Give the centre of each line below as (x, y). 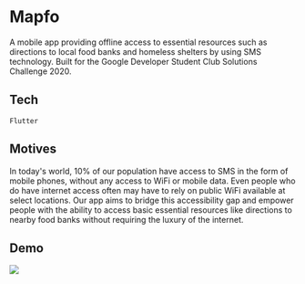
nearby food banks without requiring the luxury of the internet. (127, 219)
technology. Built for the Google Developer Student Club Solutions (133, 61)
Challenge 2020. (41, 71)
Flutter (24, 121)
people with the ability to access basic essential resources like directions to (151, 210)
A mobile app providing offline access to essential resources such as (138, 42)
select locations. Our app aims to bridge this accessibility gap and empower (152, 200)
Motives (33, 149)
